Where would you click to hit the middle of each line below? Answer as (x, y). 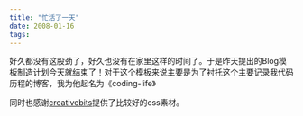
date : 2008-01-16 (42, 26)
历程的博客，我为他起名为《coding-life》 (83, 84)
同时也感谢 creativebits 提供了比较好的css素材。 (97, 103)
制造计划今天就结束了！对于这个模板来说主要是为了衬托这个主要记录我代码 (155, 72)
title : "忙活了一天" (44, 18)
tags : (19, 34)
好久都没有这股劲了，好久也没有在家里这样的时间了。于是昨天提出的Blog (144, 61)
